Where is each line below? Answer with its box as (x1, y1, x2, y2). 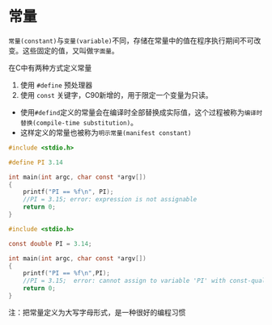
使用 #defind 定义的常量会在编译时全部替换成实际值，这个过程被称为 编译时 (19, 107, 263, 117)
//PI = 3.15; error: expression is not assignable (23, 196, 198, 204)
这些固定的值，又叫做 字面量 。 (22, 45, 119, 55)
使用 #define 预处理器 (19, 80, 93, 90)
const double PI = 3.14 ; (8, 239, 92, 247)
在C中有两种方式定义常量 (8, 62, 92, 73)
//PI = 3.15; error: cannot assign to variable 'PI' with (23, 276, 227, 285)
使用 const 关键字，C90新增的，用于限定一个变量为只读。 (19, 90, 213, 99)
